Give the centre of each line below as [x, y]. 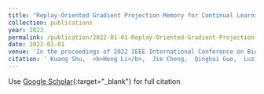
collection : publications [50, 23]
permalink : [26, 37]
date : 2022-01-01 [37, 45]
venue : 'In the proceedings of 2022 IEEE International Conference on [126, 52]
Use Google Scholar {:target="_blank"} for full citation [94, 81]
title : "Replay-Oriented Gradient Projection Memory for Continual [121, 15]
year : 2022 [26, 30]
